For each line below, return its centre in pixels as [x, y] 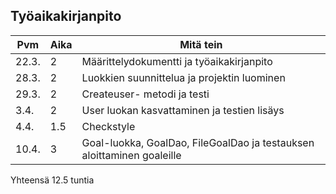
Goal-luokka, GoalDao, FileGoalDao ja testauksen [198, 142]
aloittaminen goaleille [131, 155]
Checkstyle [108, 126]
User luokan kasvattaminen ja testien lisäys [183, 110]
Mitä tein [201, 44]
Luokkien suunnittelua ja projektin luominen [183, 77]
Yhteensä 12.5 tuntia [52, 180]
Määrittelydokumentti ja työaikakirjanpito [177, 61]
